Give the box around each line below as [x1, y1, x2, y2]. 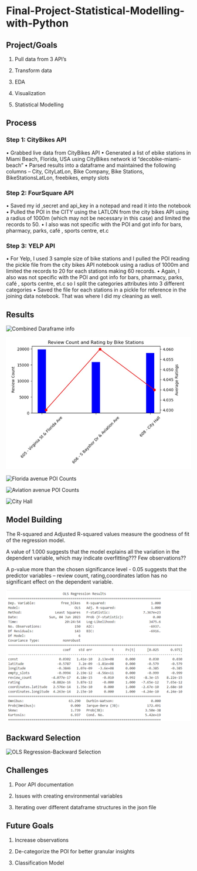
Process [6, 118, 37, 128]
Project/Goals [6, 40, 57, 50]
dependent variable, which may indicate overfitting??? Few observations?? [6, 554, 186, 561]
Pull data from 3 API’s [14, 56, 67, 62]
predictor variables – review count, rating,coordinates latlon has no [6, 572, 168, 579]
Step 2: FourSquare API [6, 189, 74, 197]
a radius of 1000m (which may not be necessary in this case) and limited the [6, 215, 191, 222]
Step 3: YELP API [6, 242, 56, 250]
